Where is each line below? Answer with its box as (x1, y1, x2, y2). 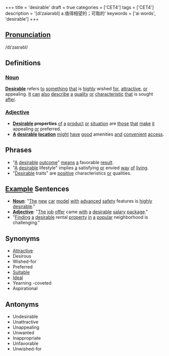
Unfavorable (12, 340, 39, 346)
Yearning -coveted (12, 280, 52, 286)
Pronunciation (5, 30, 51, 39)
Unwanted (12, 330, 34, 336)
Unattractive (12, 319, 39, 325)
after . (5, 96, 16, 102)
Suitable (12, 269, 30, 275)
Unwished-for (12, 346, 42, 352)
